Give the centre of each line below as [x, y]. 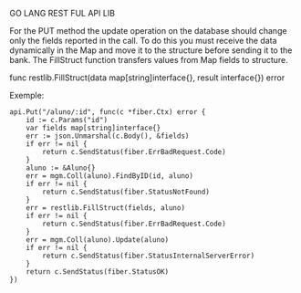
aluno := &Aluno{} [61, 168]
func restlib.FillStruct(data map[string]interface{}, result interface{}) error [147, 78]
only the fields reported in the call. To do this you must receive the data [143, 41]
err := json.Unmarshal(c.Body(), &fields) [108, 136]
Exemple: [27, 95]
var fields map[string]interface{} [93, 128]
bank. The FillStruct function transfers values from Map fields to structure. [149, 60]
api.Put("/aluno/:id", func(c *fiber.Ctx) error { [108, 112]
